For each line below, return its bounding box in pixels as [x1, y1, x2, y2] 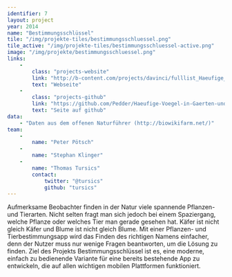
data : [7, 113, 23, 120]
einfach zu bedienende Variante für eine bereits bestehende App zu [7, 254, 200, 263]
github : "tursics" [43, 184, 97, 191]
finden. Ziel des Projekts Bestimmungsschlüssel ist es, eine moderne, [7, 247, 205, 256]
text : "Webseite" [32, 81, 81, 88]
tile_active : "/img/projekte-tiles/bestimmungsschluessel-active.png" [7, 42, 215, 49]
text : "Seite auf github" [32, 107, 107, 114]
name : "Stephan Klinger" [32, 152, 104, 159]
